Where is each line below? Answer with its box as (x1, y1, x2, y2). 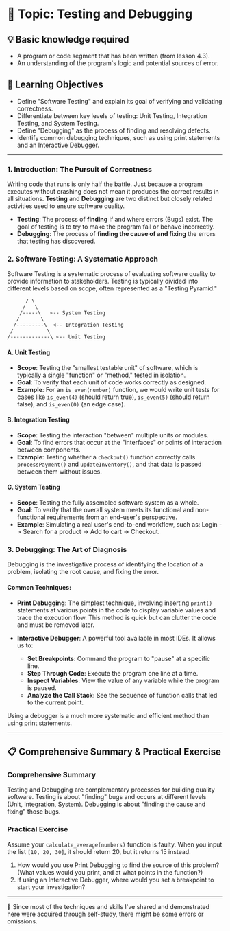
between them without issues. (16, 467, 103, 476)
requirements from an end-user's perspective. (47, 513, 178, 521)
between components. (16, 446, 81, 454)
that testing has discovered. (16, 237, 96, 246)
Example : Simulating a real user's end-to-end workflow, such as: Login (16, 520, 218, 529)
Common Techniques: (7, 583, 72, 591)
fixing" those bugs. (7, 807, 61, 816)
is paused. (27, 683, 57, 692)
